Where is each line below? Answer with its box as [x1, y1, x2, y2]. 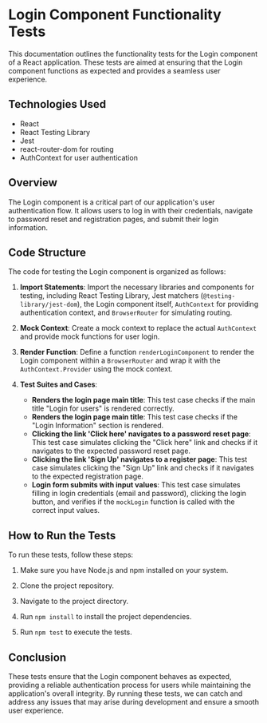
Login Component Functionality [8, 6, 222, 24]
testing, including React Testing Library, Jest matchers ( [19, 291, 203, 300]
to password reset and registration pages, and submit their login [8, 214, 219, 224]
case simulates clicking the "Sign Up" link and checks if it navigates [31, 463, 254, 473]
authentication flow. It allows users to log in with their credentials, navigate [8, 205, 253, 215]
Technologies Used [8, 97, 106, 111]
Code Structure [8, 245, 86, 259]
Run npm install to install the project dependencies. [19, 612, 192, 622]
